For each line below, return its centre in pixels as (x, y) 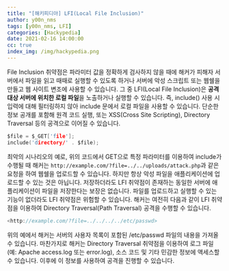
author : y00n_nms (32, 20)
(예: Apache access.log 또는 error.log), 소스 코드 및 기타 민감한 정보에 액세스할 (113, 252)
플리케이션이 (24, 191)
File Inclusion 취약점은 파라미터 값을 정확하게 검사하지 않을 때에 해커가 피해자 (110, 72)
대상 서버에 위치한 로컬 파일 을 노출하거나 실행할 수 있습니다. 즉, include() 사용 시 (113, 97)
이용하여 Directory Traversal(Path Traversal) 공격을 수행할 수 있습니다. (115, 208)
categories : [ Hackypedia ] (44, 33)
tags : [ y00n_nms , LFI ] (39, 26)
